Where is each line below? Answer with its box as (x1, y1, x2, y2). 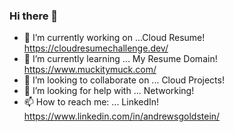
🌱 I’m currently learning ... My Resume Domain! (23, 53, 218, 65)
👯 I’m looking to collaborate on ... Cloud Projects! (23, 74, 225, 86)
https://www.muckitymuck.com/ (23, 64, 157, 76)
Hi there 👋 (9, 9, 59, 23)
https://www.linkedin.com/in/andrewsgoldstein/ (23, 110, 221, 123)
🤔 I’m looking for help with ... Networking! (23, 85, 195, 97)
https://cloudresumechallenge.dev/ (23, 42, 169, 54)
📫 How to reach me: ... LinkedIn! (23, 96, 160, 108)
